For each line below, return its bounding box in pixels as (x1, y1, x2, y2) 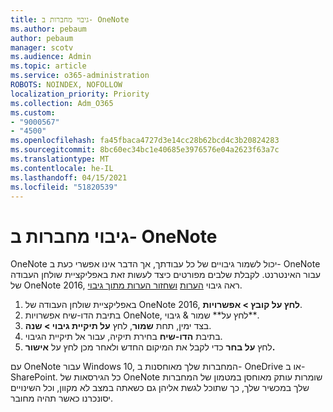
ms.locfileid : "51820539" (10, 182, 118, 192)
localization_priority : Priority (10, 89, 150, 99)
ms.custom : (10, 107, 56, 118)
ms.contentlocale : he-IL (10, 163, 114, 173)
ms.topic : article (10, 61, 87, 71)
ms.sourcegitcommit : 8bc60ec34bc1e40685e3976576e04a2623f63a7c (10, 145, 280, 155)
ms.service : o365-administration (10, 71, 150, 81)
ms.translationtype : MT (10, 154, 110, 164)
